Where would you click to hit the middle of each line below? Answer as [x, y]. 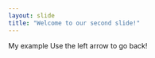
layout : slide [32, 15]
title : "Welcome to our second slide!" [74, 23]
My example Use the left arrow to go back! [78, 45]
